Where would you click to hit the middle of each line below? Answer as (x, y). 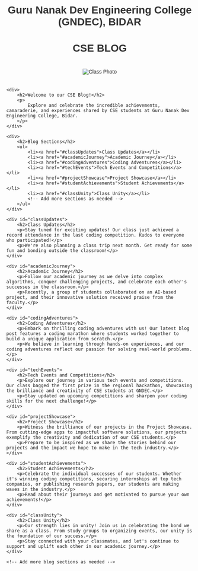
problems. (180, 349)
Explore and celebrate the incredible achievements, (94, 106)
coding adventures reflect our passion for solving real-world (86, 349)
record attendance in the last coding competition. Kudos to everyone (95, 235)
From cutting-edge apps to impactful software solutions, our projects (97, 432)
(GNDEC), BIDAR (100, 22)
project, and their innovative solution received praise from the (90, 298)
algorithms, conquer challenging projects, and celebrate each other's (97, 282)
